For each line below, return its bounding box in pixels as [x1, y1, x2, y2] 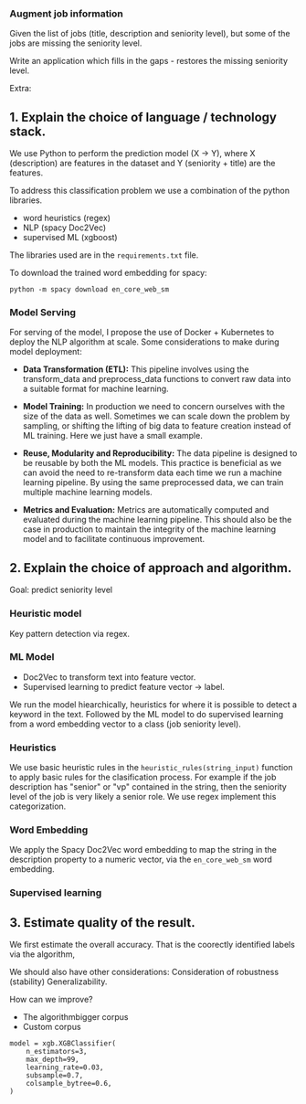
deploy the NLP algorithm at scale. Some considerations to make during [9, 336, 280, 347]
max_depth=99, [26, 1055, 79, 1065]
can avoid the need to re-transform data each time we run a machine [22, 467, 282, 478]
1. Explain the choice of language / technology [9, 109, 277, 125]
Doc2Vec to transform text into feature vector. [22, 671, 196, 683]
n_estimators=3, [26, 1047, 89, 1056]
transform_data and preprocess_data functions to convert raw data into [22, 374, 291, 385]
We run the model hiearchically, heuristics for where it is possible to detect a [9, 698, 298, 710]
